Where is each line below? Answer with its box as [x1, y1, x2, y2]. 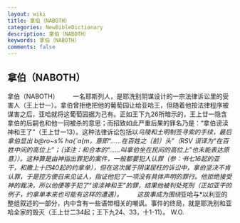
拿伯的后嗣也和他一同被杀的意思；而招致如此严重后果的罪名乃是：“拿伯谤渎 [7, 118, 229, 127]
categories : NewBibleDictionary [7, 24, 103, 31]
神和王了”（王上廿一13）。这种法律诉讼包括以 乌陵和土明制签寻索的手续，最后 [7, 128, 232, 136]
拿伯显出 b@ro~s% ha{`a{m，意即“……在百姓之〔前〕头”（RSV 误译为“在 [7, 136, 223, 145]
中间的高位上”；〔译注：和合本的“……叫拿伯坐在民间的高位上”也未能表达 [13, 145, 224, 154]
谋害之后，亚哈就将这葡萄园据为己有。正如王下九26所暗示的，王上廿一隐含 [7, 110, 228, 118]
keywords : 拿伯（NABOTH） [7, 37, 80, 44]
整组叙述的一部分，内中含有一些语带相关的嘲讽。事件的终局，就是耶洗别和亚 [7, 199, 232, 207]
